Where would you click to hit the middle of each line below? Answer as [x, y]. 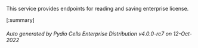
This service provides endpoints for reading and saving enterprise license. [98, 9]
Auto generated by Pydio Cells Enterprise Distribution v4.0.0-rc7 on [89, 33]
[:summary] [20, 20]
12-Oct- [183, 33]
